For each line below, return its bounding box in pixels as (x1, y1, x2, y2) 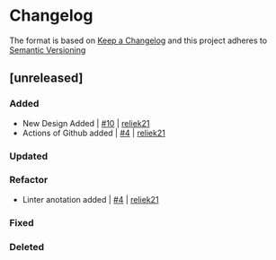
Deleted (9, 240, 45, 253)
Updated (9, 150, 48, 162)
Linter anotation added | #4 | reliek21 (22, 194, 159, 204)
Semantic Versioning (9, 44, 86, 55)
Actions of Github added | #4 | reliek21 (22, 127, 166, 138)
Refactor (9, 174, 49, 186)
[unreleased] (9, 71, 84, 86)
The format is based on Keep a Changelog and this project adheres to (9, 35, 268, 46)
